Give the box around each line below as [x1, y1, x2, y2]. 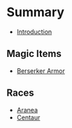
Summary [6, 4, 64, 20]
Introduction [16, 27, 52, 36]
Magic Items [6, 48, 62, 60]
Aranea [16, 105, 38, 114]
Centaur [16, 113, 41, 122]
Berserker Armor [16, 66, 66, 75]
